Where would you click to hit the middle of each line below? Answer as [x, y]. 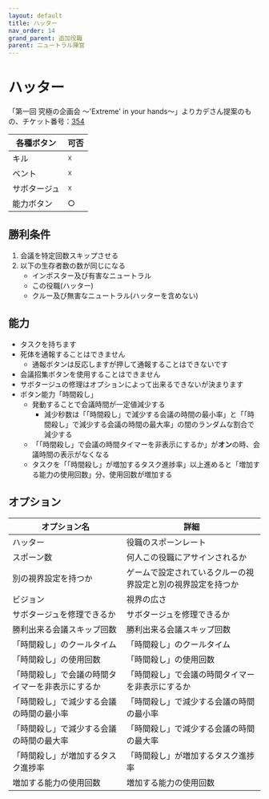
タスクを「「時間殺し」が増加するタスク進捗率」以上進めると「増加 [143, 464]
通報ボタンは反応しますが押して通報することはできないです [130, 364]
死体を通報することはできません [72, 354]
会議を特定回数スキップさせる [69, 255]
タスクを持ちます [48, 344]
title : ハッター [33, 23]
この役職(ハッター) [62, 285]
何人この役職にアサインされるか [186, 557]
